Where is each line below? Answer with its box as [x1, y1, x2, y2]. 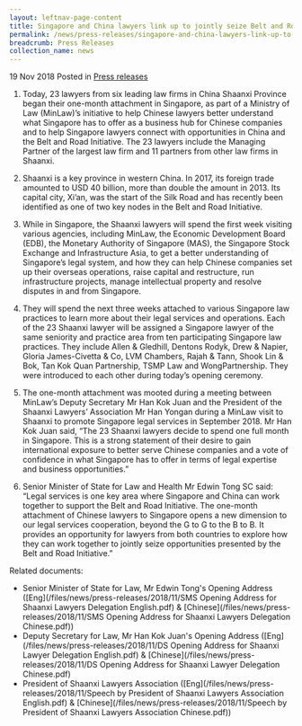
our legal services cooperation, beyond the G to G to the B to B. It [22, 519, 265, 530]
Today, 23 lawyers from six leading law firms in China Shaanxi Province [22, 89, 288, 100]
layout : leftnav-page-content [9, 13, 123, 22]
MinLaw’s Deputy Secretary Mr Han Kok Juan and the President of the [22, 397, 283, 408]
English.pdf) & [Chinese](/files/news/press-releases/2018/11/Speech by [22, 697, 288, 708]
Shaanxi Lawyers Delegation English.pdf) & [22, 602, 182, 613]
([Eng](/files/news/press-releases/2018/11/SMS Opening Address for [22, 592, 277, 603]
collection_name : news [9, 47, 94, 56]
